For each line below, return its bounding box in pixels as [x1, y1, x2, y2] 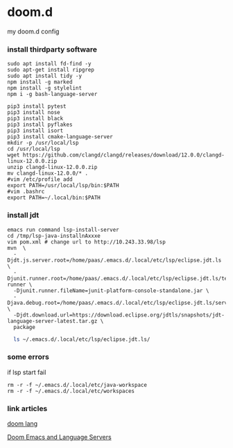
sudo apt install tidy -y [7, 72, 82, 80]
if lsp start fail [7, 368, 46, 376]
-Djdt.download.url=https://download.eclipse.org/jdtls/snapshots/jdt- [13, 311, 225, 319]
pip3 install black [7, 115, 64, 122]
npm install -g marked [7, 79, 73, 86]
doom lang [7, 419, 38, 428]
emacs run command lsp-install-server [7, 226, 119, 233]
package [13, 323, 36, 330]
